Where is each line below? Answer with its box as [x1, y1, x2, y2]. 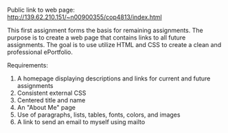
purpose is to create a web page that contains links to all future [7, 33, 186, 42]
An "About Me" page [16, 104, 76, 111]
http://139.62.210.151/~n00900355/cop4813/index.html [7, 13, 163, 21]
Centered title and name [16, 96, 86, 104]
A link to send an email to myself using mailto [16, 118, 146, 125]
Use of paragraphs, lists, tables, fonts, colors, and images [16, 110, 181, 119]
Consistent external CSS [16, 89, 87, 97]
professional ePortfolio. [7, 48, 73, 56]
